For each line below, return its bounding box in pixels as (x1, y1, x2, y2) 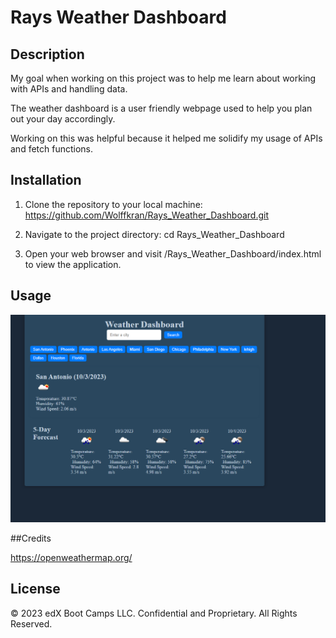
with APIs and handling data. (10, 83, 128, 95)
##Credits (10, 532, 52, 544)
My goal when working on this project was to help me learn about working (10, 72, 317, 84)
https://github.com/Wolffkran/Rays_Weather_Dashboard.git (24, 209, 269, 221)
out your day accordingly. (10, 113, 116, 125)
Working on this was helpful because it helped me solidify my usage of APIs (10, 132, 323, 144)
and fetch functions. (10, 143, 94, 155)
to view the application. (24, 258, 122, 270)
